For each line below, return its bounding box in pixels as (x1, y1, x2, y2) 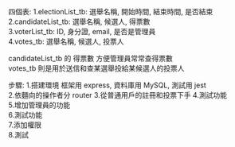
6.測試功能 (8, 110, 43, 119)
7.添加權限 (8, 120, 42, 130)
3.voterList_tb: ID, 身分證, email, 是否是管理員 (8, 27, 156, 36)
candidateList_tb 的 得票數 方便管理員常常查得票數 (8, 54, 173, 63)
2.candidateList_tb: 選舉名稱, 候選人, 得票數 (8, 17, 151, 26)
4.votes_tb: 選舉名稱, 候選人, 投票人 (8, 37, 125, 46)
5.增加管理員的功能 (8, 100, 70, 110)
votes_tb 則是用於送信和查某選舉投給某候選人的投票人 (8, 64, 185, 73)
